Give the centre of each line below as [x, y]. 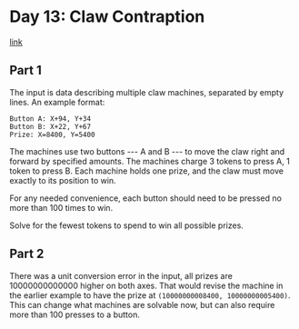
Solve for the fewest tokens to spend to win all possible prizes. [126, 225]
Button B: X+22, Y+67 [50, 126]
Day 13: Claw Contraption [107, 17]
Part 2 [27, 254]
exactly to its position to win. [63, 180]
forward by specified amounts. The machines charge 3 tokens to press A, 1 [150, 161]
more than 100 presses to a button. [75, 314]
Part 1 [26, 70]
